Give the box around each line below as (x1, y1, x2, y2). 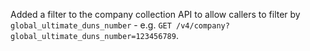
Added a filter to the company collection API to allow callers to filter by (10, 9, 301, 20)
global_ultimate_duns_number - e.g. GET (10, 19, 172, 31)
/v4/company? (176, 21, 230, 31)
